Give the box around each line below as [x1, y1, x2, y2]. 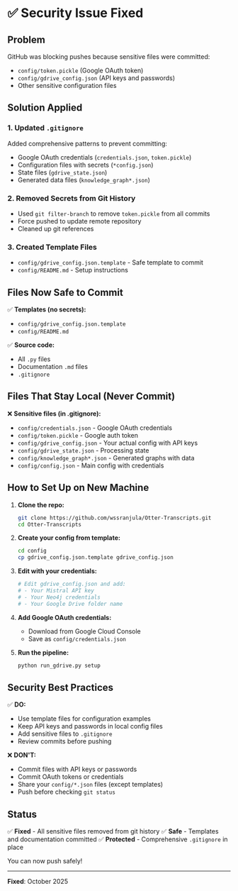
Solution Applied [7, 101, 83, 114]
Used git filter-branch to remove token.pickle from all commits [17, 209, 210, 218]
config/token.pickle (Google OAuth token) [17, 66, 144, 74]
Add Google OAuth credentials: [17, 613, 112, 621]
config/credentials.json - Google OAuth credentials [17, 424, 172, 432]
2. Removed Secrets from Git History [7, 193, 136, 203]
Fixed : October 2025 [7, 878, 69, 886]
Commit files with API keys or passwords [17, 765, 137, 774]
